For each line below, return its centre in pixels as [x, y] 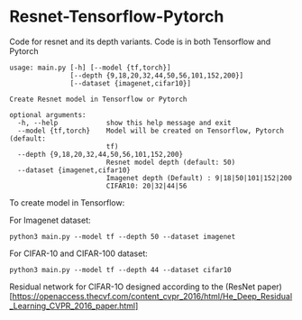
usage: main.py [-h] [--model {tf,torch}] [90, 68]
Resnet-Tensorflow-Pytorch [117, 17]
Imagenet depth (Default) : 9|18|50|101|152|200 [199, 178]
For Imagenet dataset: [50, 220]
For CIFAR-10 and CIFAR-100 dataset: [78, 253]
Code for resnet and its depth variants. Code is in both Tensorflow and [140, 41]
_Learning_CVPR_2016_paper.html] [74, 306]
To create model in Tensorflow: [67, 202]
